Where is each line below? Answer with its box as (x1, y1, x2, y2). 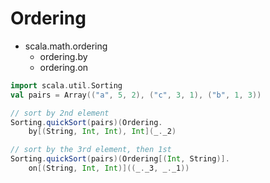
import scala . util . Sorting (10, 80, 123, 91)
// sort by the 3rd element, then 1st (10, 145, 172, 155)
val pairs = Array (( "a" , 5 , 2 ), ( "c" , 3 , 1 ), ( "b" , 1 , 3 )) (10, 90, 262, 100)
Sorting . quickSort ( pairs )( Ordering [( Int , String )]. (10, 154, 230, 164)
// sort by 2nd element (10, 108, 110, 118)
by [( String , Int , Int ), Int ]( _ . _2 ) (28, 127, 177, 137)
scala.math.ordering (24, 40, 108, 52)
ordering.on (39, 61, 89, 73)
